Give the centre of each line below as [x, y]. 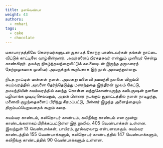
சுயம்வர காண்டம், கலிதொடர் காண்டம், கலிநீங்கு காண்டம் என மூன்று [71, 117]
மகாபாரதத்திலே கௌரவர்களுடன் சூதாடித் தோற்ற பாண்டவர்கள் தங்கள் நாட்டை [81, 52]
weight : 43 [17, 15]
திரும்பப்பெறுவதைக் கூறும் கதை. [36, 107]
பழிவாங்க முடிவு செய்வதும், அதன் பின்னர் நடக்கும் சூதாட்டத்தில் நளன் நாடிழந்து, [81, 96]
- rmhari [19, 24]
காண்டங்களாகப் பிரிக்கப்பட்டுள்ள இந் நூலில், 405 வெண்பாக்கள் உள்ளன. [76, 123]
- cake [17, 33]
